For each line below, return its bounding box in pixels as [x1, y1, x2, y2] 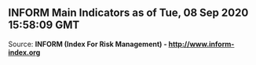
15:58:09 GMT [8, 19, 80, 32]
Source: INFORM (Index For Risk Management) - [8, 39, 167, 49]
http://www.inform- [168, 39, 235, 49]
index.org [8, 47, 41, 57]
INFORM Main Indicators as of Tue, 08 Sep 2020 [8, 6, 249, 20]
